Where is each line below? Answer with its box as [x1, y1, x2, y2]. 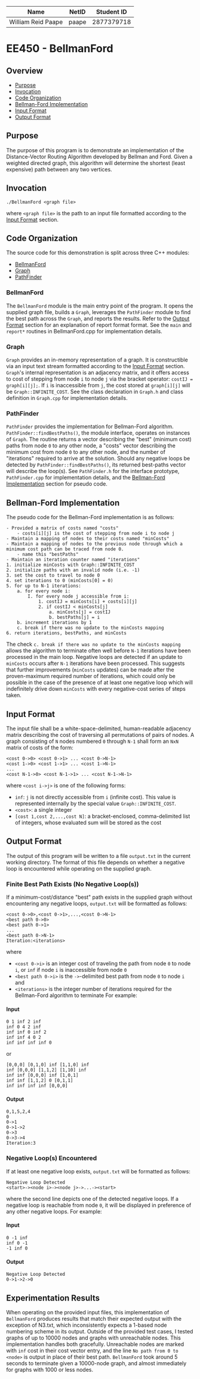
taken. [6, 692, 22, 699]
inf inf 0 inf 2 [6, 1029, 47, 1035]
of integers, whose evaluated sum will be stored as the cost [14, 818, 162, 826]
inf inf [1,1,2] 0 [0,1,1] [6, 1077, 73, 1084]
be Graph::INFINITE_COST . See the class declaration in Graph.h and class [6, 388, 184, 395]
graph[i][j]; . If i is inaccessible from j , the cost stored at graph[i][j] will [6, 382, 190, 389]
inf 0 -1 [6, 1240, 28, 1246]
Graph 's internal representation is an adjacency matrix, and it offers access [6, 369, 189, 377]
